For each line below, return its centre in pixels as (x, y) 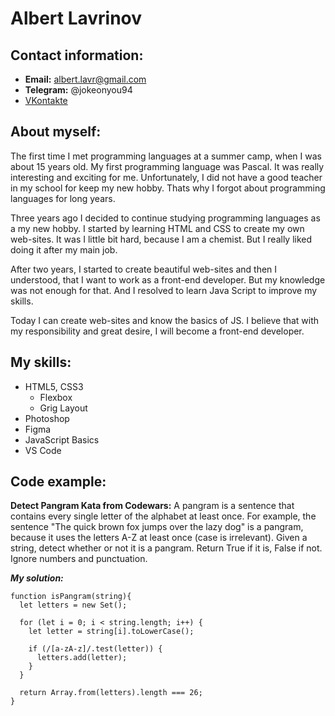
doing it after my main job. (64, 249)
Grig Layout (63, 408)
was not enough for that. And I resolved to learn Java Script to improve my (164, 290)
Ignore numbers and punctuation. (79, 559)
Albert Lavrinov (76, 18)
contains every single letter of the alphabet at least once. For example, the (163, 516)
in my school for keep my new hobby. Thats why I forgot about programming (168, 188)
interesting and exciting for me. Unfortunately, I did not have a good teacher (166, 177)
